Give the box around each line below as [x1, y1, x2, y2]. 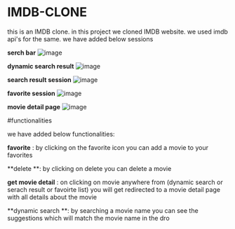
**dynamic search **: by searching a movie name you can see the [7, 206, 199, 214]
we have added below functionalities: [7, 130, 115, 138]
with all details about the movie [7, 193, 97, 201]
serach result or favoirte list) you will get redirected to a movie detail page [7, 185, 221, 193]
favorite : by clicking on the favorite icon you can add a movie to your [7, 143, 209, 151]
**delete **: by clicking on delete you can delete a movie [7, 164, 172, 172]
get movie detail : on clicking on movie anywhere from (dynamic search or [7, 178, 223, 186]
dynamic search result [7, 62, 74, 70]
